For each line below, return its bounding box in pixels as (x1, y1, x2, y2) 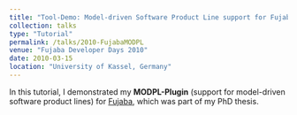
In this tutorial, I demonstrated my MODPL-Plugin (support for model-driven (9, 86, 286, 97)
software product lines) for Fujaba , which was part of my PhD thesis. (9, 96, 259, 106)
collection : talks (9, 21, 77, 30)
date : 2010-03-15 (9, 54, 73, 63)
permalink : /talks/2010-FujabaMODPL (9, 37, 144, 47)
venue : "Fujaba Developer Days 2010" (9, 46, 148, 55)
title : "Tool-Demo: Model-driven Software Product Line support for (9, 12, 267, 22)
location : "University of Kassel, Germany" (9, 63, 172, 72)
